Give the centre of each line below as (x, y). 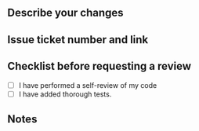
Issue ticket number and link (78, 40)
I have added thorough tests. (65, 94)
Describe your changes (65, 13)
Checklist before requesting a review (99, 66)
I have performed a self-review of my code (88, 85)
